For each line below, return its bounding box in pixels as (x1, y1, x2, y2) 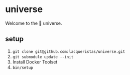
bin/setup (12, 65, 34, 70)
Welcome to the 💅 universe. (5, 20, 62, 26)
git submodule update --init (12, 54, 74, 59)
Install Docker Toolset (12, 59, 58, 65)
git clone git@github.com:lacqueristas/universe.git (12, 49, 125, 54)
